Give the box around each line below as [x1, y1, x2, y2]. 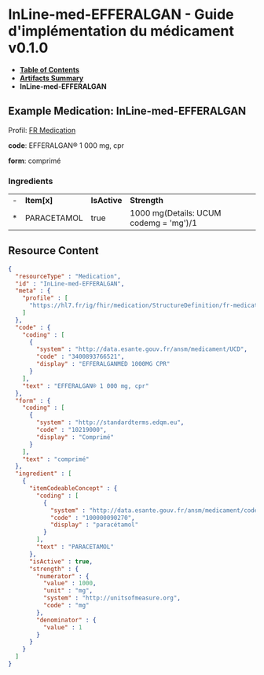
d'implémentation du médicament [8, 22, 234, 40]
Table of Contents [19, 65, 80, 74]
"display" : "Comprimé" [36, 433, 114, 441]
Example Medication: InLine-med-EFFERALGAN [8, 105, 247, 118]
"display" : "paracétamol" [49, 521, 139, 529]
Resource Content [8, 244, 99, 257]
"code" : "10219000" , [36, 426, 108, 434]
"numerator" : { [36, 572, 90, 580]
